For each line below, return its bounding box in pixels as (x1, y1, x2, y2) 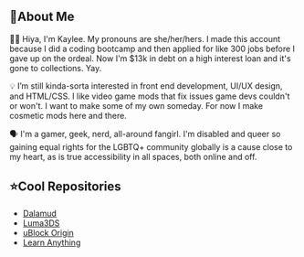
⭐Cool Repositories (9, 179, 121, 195)
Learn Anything (22, 237, 81, 248)
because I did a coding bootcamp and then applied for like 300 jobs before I (9, 43, 295, 54)
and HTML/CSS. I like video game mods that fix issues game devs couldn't (9, 91, 290, 102)
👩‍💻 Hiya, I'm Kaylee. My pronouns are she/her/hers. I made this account (9, 33, 281, 44)
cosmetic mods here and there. (9, 110, 128, 121)
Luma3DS (22, 217, 60, 229)
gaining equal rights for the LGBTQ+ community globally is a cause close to (9, 141, 293, 152)
